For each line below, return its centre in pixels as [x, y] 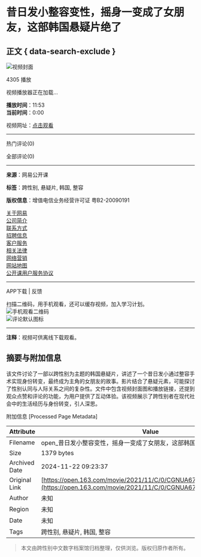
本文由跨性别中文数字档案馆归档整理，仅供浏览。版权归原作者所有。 [105, 548]
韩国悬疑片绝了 [85, 27]
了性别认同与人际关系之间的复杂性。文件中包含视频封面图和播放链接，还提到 [100, 389]
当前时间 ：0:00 [25, 112]
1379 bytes [57, 453]
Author [19, 498]
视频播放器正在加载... [32, 92]
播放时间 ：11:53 [25, 105]
